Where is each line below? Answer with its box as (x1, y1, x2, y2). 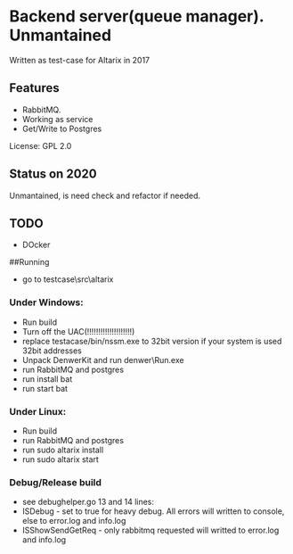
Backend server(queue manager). (9, 6, 265, 27)
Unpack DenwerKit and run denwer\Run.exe (21, 354, 184, 365)
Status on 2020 (9, 167, 97, 182)
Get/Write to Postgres (21, 123, 102, 134)
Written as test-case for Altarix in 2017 (9, 54, 151, 65)
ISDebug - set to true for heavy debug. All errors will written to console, (21, 506, 285, 517)
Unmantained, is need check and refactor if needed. (9, 190, 200, 201)
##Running (9, 257, 50, 268)
